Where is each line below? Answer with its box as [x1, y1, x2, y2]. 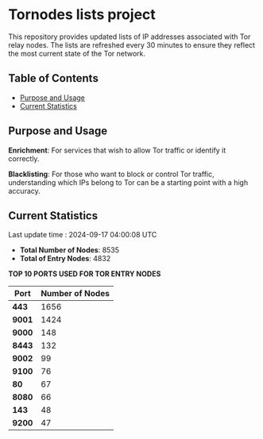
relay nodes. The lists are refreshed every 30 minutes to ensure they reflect [8, 40, 256, 49]
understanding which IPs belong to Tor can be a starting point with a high [8, 177, 249, 187]
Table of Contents [8, 71, 99, 85]
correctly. [8, 153, 40, 164]
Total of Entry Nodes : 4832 [19, 254, 111, 264]
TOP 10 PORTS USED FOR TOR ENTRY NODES [8, 269, 161, 279]
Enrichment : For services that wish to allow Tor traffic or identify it [8, 145, 226, 155]
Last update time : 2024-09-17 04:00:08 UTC [8, 230, 157, 240]
